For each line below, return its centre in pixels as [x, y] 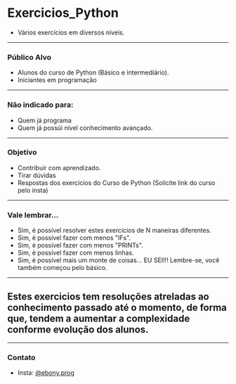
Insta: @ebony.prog [46, 373]
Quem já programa [45, 120]
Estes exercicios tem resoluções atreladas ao [108, 296]
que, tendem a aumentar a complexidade [99, 318]
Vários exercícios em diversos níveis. [71, 32]
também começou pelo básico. [62, 268]
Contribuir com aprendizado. [59, 167]
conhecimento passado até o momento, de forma [117, 307]
